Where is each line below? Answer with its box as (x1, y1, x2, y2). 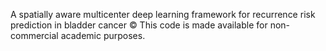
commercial (10, 30, 59, 41)
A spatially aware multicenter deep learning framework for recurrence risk (10, 9, 316, 20)
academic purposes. (60, 30, 146, 41)
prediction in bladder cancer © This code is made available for (10, 19, 268, 31)
